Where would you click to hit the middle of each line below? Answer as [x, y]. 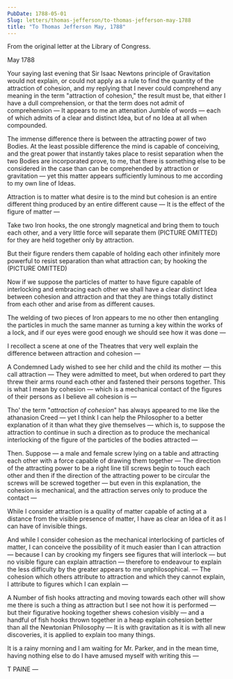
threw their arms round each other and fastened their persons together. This [116, 382]
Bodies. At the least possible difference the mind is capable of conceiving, [114, 147]
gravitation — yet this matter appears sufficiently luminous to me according [115, 176]
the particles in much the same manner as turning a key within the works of [115, 325]
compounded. [27, 126]
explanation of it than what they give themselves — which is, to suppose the [116, 425]
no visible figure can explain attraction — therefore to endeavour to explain [114, 562]
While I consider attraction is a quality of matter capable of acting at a [107, 512]
